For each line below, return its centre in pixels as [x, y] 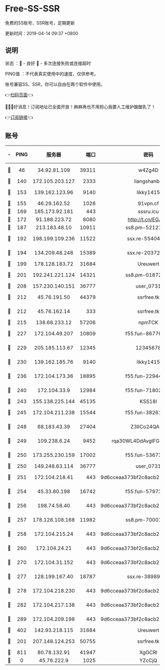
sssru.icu [148, 211]
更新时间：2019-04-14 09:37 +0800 [42, 33]
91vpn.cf [148, 203]
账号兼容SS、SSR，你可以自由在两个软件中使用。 [55, 84]
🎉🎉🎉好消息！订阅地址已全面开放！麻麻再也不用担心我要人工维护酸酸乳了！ [80, 107]
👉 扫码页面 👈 [19, 95]
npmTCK [148, 322]
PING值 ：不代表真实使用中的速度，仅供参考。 [52, 74]
